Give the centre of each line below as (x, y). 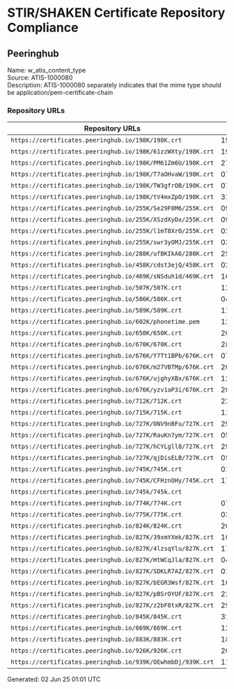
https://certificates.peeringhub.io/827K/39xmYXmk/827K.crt (112, 538)
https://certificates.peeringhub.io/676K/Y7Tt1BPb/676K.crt (112, 356)
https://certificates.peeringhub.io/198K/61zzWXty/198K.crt (112, 152)
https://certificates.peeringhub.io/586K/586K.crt (96, 299)
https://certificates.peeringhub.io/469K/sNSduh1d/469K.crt (112, 276)
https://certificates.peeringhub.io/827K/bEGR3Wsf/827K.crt (112, 583)
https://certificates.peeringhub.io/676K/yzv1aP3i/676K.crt (112, 390)
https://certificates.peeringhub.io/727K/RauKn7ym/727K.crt (112, 435)
